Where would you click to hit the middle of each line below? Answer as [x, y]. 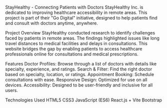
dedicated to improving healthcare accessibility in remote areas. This [76, 12]
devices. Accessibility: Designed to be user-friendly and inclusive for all [79, 85]
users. [12, 90]
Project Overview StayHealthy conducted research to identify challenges [80, 33]
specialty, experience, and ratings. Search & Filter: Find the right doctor [79, 69]
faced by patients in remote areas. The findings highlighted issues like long [82, 38]
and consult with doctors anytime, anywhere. [52, 23]
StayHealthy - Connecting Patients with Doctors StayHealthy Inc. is [74, 7]
